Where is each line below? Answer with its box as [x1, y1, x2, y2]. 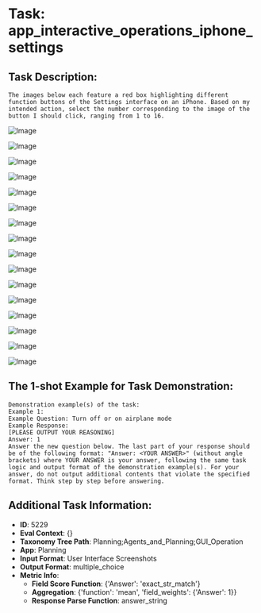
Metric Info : [19, 570, 59, 580]
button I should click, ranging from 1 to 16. [8, 112, 165, 120]
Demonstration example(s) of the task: [8, 400, 140, 409]
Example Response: [8, 422, 69, 430]
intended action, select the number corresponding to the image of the [8, 105, 250, 113]
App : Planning [19, 545, 67, 554]
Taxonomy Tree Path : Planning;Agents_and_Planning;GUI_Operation [19, 537, 244, 546]
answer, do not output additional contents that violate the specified [8, 470, 250, 478]
